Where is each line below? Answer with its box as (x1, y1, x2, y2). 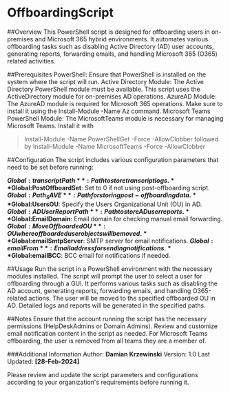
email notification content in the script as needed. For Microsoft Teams (7, 329, 208, 337)
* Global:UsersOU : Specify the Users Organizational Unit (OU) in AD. (7, 200, 202, 208)
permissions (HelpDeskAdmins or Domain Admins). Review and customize (7, 322, 218, 330)
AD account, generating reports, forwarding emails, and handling (7, 286, 191, 294)
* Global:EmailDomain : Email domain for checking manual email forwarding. (7, 214, 223, 223)
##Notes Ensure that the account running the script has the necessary (7, 314, 207, 323)
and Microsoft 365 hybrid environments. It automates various (34, 34, 209, 43)
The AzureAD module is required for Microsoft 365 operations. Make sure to (7, 99, 223, 108)
